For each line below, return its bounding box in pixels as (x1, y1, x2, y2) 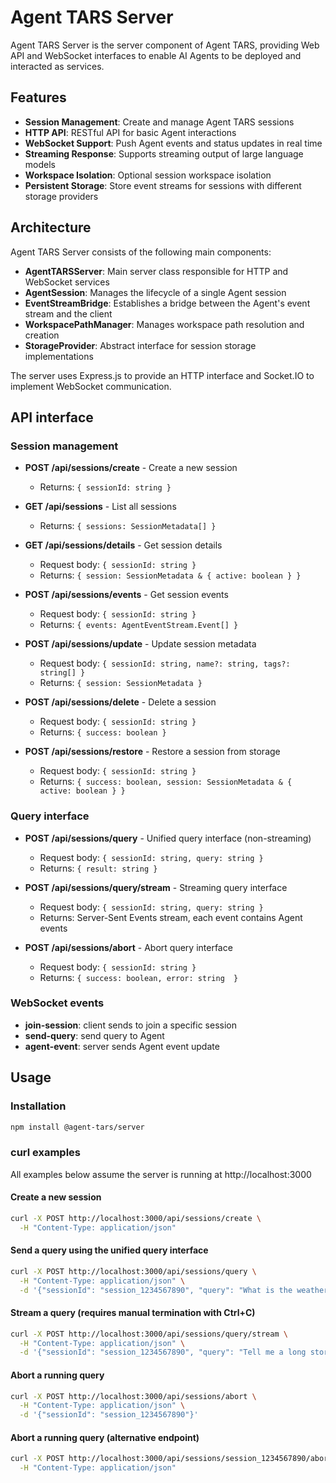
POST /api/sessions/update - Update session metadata (24, 638, 257, 650)
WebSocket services (24, 276, 110, 288)
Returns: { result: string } (39, 862, 158, 874)
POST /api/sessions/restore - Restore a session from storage (24, 746, 281, 758)
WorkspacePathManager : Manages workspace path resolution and (24, 318, 305, 330)
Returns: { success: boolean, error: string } (39, 971, 239, 983)
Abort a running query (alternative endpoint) (10, 1431, 200, 1443)
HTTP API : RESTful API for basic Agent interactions (24, 126, 237, 138)
